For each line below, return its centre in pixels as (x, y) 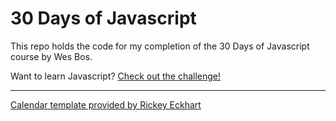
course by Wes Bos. (51, 56)
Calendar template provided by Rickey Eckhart (106, 104)
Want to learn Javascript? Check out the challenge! (116, 76)
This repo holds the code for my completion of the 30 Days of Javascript (160, 46)
